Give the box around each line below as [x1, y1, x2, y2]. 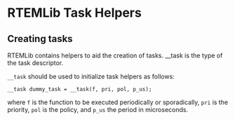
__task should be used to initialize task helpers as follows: [7, 72, 175, 80]
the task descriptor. [7, 59, 64, 67]
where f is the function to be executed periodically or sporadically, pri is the [7, 98, 229, 106]
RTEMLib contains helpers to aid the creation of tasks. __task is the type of [7, 51, 223, 59]
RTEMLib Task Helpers [7, 5, 142, 21]
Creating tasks [7, 33, 73, 45]
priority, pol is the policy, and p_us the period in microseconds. [7, 106, 188, 113]
